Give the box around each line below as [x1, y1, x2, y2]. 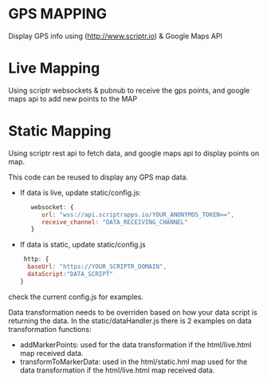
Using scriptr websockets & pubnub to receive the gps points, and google [8, 85, 250, 95]
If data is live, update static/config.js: [19, 188, 142, 197]
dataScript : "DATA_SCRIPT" [27, 270, 113, 278]
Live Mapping [8, 59, 100, 77]
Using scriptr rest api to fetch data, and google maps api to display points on [8, 148, 260, 158]
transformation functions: [8, 324, 92, 334]
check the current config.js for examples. [8, 292, 143, 302]
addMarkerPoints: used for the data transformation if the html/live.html [19, 340, 252, 349]
